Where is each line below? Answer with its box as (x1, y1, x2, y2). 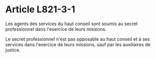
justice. (5, 47, 21, 53)
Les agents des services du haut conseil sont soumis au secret (5, 21, 138, 27)
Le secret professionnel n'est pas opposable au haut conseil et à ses (5, 36, 150, 42)
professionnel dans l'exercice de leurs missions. (5, 26, 106, 32)
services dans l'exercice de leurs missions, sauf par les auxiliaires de (5, 41, 151, 47)
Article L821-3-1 (5, 4, 76, 15)
